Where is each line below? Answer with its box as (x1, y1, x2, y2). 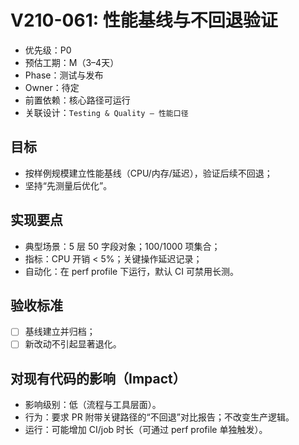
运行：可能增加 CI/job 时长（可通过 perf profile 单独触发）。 (24, 424, 268, 436)
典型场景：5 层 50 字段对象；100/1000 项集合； (24, 240, 221, 252)
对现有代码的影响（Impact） (10, 370, 187, 387)
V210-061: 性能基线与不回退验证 (10, 9, 278, 32)
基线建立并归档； (24, 326, 96, 338)
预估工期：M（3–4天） (24, 56, 120, 68)
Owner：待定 (24, 81, 80, 93)
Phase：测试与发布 (24, 69, 104, 81)
